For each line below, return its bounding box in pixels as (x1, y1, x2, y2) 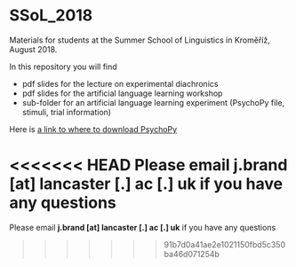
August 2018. (9, 43, 58, 54)
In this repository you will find (9, 61, 117, 72)
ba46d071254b (164, 248, 220, 259)
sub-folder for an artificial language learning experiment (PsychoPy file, (21, 97, 285, 107)
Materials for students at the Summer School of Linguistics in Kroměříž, (9, 35, 271, 45)
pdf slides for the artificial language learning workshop (21, 88, 223, 98)
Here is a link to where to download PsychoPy (9, 123, 178, 134)
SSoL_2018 (9, 5, 93, 26)
